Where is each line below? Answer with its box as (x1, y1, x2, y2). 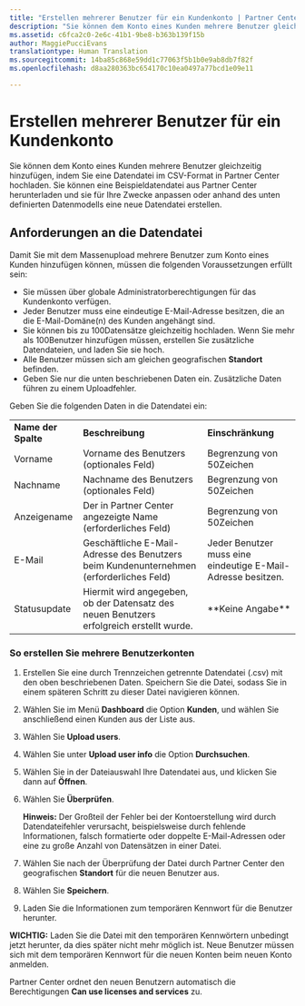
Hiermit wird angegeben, (83, 585, 189, 597)
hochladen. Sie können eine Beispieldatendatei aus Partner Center (9, 179, 258, 191)
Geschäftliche (83, 537, 143, 549)
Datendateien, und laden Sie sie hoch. (22, 344, 165, 355)
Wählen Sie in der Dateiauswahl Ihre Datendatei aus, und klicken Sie (22, 766, 277, 777)
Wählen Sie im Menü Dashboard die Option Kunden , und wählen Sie (22, 704, 280, 715)
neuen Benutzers (83, 607, 156, 620)
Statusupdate (14, 602, 72, 615)
